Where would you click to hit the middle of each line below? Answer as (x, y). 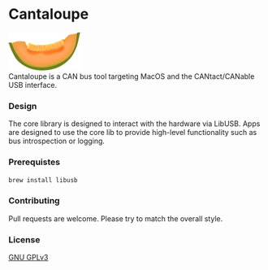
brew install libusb (43, 180)
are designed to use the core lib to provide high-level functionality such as (133, 133)
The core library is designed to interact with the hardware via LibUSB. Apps (134, 124)
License (24, 239)
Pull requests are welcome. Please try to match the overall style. (116, 218)
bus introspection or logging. (57, 141)
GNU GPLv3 (28, 257)
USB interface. (33, 85)
